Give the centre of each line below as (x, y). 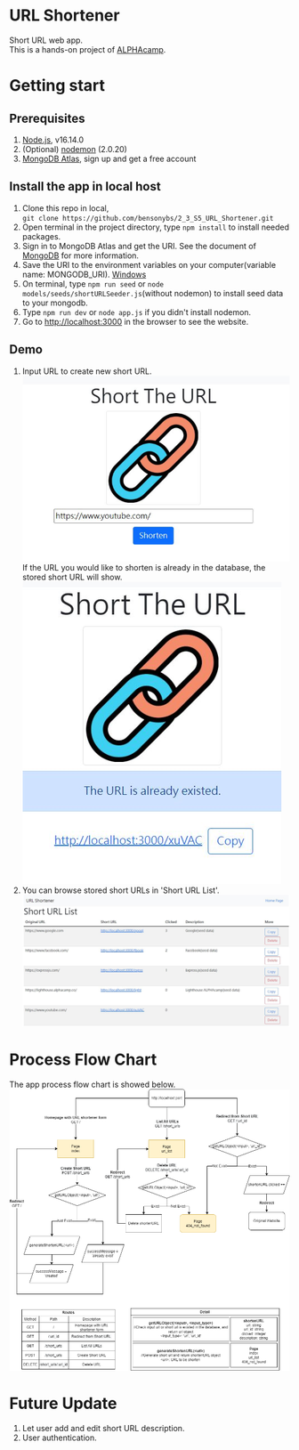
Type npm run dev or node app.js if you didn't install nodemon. (137, 312)
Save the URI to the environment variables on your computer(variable (149, 264)
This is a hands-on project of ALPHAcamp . (88, 49)
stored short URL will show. (72, 577)
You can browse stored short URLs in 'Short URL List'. (121, 890)
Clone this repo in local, (65, 208)
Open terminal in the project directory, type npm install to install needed (156, 227)
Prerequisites (47, 118)
